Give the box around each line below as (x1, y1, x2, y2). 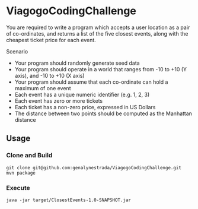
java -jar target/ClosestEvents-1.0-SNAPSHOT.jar (6, 197, 132, 203)
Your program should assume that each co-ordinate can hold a (14, 78, 168, 85)
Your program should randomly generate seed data (14, 59, 140, 66)
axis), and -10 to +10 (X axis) (14, 72, 85, 79)
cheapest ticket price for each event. (6, 36, 96, 43)
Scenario (6, 47, 28, 55)
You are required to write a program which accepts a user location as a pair (6, 24, 190, 31)
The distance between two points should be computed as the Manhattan (14, 110, 193, 117)
